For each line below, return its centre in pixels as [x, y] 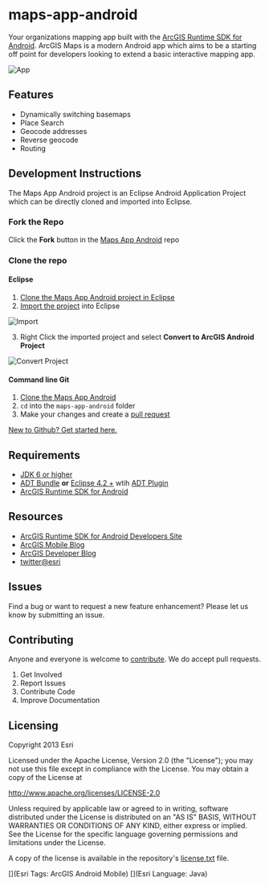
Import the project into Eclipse [70, 306]
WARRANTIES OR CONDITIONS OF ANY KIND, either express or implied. [128, 826]
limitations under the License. [57, 843]
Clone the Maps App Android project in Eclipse [97, 297]
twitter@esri [40, 561]
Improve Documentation [60, 701]
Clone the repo [38, 260]
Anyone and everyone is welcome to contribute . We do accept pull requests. [134, 659]
